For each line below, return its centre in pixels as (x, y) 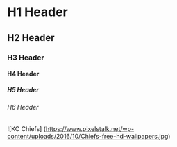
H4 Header (23, 74)
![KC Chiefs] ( (27, 128)
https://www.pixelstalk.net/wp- (90, 128)
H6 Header (23, 107)
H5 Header (23, 89)
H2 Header (31, 38)
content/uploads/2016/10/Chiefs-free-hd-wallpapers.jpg (88, 136)
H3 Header (26, 58)
